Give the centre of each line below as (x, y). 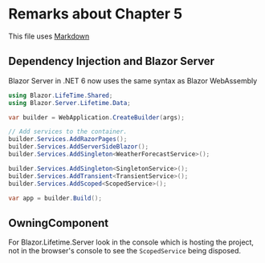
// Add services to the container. (68, 132)
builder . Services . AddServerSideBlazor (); (79, 147)
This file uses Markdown (49, 36)
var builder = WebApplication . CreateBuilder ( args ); (96, 117)
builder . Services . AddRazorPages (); (68, 140)
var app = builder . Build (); (55, 198)
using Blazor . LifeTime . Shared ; (61, 95)
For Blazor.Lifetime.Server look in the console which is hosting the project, (131, 242)
